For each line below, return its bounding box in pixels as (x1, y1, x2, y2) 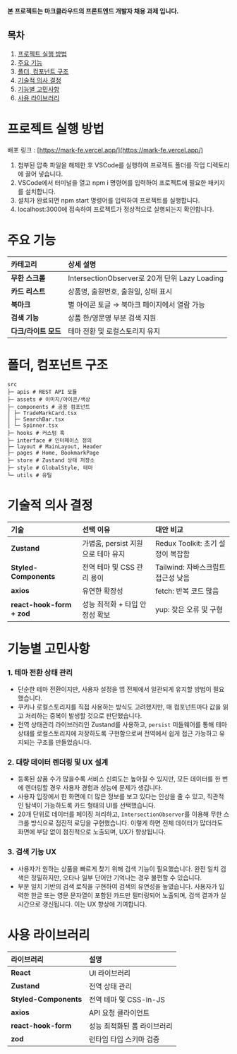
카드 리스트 (11, 286, 46, 296)
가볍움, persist (82, 538, 128, 548)
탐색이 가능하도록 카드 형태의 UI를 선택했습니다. (25, 801, 157, 810)
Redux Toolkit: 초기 (154, 538, 217, 548)
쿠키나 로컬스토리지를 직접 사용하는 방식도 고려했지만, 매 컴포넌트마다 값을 (17, 702, 221, 712)
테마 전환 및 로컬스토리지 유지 (68, 326, 161, 336)
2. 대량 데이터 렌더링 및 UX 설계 (7, 757, 109, 767)
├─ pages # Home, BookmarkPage (7, 449, 99, 456)
